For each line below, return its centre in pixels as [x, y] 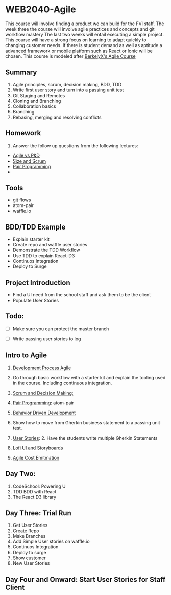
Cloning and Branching [37, 101]
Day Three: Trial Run [38, 513]
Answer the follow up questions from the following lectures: [75, 145]
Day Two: [20, 474]
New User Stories [31, 563]
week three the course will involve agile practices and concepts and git [80, 29]
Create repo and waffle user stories [50, 245]
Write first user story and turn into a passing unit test [68, 90]
